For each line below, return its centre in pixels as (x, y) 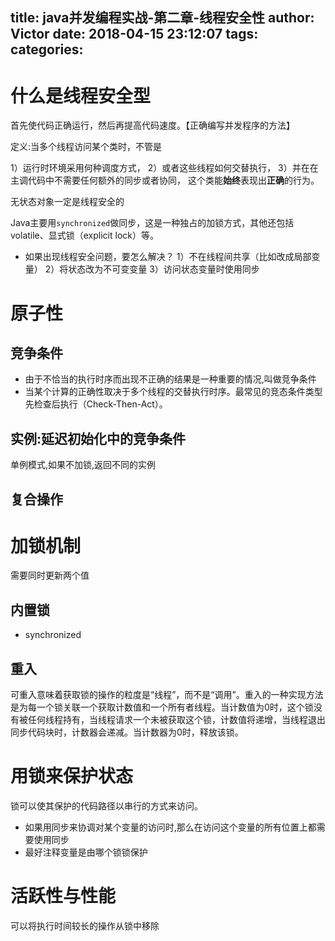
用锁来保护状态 (72, 776)
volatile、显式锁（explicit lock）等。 (84, 235)
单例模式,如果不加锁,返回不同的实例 (83, 465)
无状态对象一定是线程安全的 (67, 202)
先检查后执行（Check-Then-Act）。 (96, 404)
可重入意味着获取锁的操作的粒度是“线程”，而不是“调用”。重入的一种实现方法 (167, 695)
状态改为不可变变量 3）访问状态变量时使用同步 (164, 269)
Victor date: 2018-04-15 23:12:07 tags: (134, 34)
